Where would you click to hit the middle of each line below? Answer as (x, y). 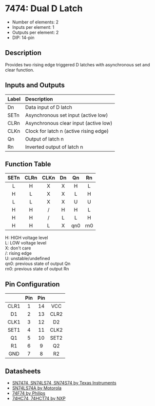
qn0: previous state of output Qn (38, 264)
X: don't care (18, 248)
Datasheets (23, 371)
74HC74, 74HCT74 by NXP (39, 398)
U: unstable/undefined (28, 259)
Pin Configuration (32, 284)
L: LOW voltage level (26, 243)
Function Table (28, 164)
